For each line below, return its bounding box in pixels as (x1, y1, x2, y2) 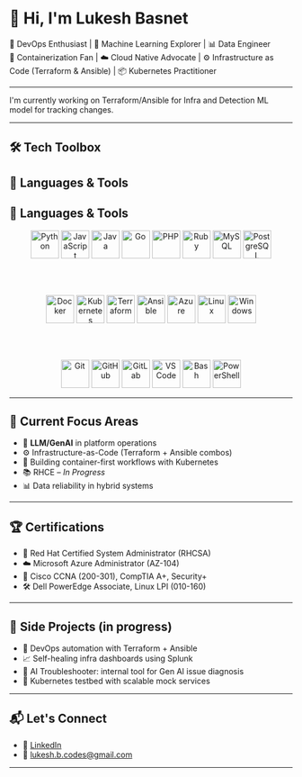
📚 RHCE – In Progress (22, 467, 106, 478)
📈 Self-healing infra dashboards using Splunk (22, 653, 193, 664)
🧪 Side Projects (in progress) (9, 619, 173, 634)
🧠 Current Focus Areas (9, 413, 139, 429)
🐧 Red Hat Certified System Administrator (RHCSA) (22, 548, 211, 559)
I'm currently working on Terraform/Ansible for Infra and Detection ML (9, 95, 270, 105)
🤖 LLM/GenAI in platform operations (22, 438, 157, 448)
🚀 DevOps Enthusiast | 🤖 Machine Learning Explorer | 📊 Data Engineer (9, 38, 271, 49)
